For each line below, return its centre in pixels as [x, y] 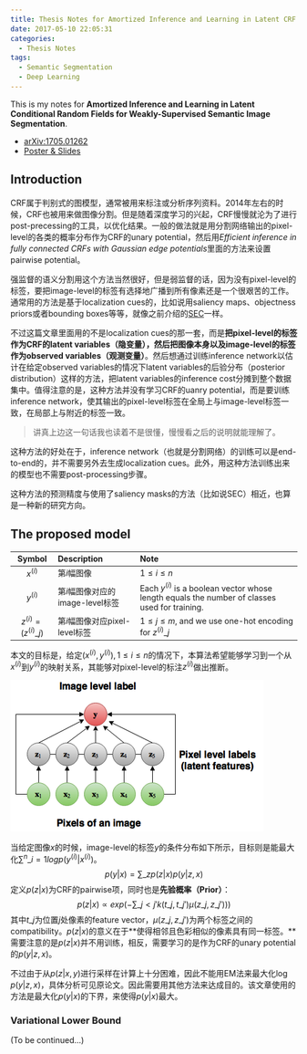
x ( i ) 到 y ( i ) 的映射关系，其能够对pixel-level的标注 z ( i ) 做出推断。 [122, 666]
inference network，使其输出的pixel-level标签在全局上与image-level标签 [146, 401]
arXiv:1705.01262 [56, 141]
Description [81, 558]
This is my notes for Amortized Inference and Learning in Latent [133, 104]
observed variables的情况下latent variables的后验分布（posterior [164, 367]
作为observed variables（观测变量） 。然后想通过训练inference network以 [148, 355]
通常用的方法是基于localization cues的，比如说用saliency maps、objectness [153, 302]
